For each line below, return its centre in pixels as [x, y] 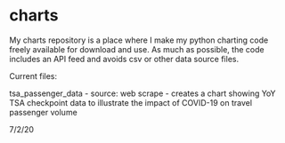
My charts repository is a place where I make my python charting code [139, 40]
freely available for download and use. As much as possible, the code [137, 49]
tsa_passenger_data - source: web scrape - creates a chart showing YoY [142, 93]
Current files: [33, 75]
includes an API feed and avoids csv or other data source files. [124, 59]
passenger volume [43, 112]
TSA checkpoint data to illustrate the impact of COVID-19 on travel [130, 102]
